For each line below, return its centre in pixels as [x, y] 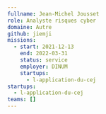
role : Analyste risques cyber [52, 21]
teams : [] [22, 100]
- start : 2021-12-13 [44, 47]
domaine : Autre [30, 27]
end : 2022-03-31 [44, 54]
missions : [22, 40]
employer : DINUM [44, 67]
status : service [44, 60]
